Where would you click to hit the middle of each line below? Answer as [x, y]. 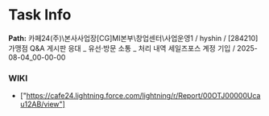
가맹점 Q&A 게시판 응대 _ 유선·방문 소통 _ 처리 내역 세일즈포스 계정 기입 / [122, 48]
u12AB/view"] [43, 104]
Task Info [40, 15]
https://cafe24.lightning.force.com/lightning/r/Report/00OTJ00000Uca [143, 96]
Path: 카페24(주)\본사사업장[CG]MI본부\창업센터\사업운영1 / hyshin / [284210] [133, 38]
